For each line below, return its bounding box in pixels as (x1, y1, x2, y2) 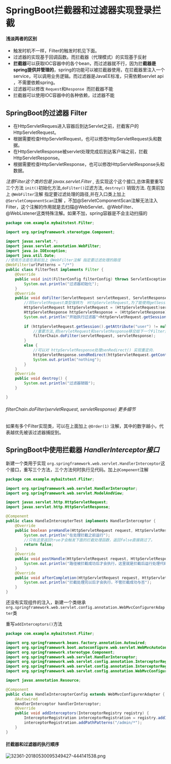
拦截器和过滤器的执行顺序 (6, 741, 59, 747)
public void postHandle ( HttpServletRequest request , (15, 556, 129, 561)
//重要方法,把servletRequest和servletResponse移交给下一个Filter (32, 329, 165, 334)
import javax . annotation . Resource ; (6, 678, 81, 683)
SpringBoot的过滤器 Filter (6, 108, 88, 117)
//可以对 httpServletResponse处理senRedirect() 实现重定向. (32, 348, 155, 353)
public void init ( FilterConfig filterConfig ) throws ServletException (15, 276, 167, 281)
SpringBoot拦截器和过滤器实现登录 (6, 5, 153, 16)
